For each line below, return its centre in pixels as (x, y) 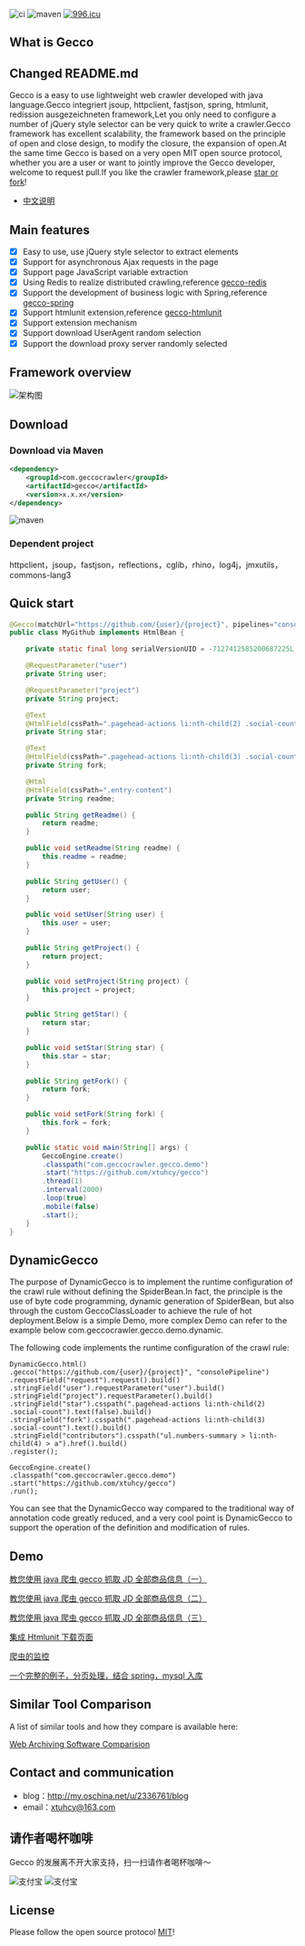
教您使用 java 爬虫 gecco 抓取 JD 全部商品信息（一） (108, 1579)
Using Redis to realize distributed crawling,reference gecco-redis (145, 282)
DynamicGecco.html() (49, 1365)
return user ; (67, 889)
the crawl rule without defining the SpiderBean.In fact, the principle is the (146, 1292)
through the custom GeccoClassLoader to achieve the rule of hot (131, 1311)
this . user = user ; (77, 923)
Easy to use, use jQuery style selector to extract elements (130, 252)
